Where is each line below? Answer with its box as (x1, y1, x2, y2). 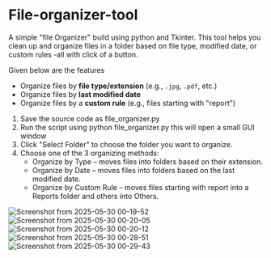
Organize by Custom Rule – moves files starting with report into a (32, 182, 249, 192)
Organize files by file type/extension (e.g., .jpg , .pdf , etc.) (19, 81, 218, 91)
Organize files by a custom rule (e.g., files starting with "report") (19, 98, 236, 108)
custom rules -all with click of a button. (8, 49, 139, 59)
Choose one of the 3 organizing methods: (19, 148, 159, 158)
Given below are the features (8, 65, 105, 74)
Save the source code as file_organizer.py (19, 113, 160, 123)
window (19, 131, 47, 141)
